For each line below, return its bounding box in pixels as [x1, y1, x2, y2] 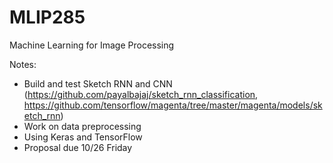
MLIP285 [9, 6, 86, 29]
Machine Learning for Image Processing [9, 39, 175, 51]
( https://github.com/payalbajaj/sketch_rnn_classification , [23, 88, 259, 100]
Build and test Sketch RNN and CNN [23, 77, 173, 90]
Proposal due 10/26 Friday [23, 141, 133, 153]
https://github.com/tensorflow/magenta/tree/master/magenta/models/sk [23, 99, 323, 111]
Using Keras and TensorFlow [23, 131, 143, 143]
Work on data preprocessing [23, 120, 142, 132]
